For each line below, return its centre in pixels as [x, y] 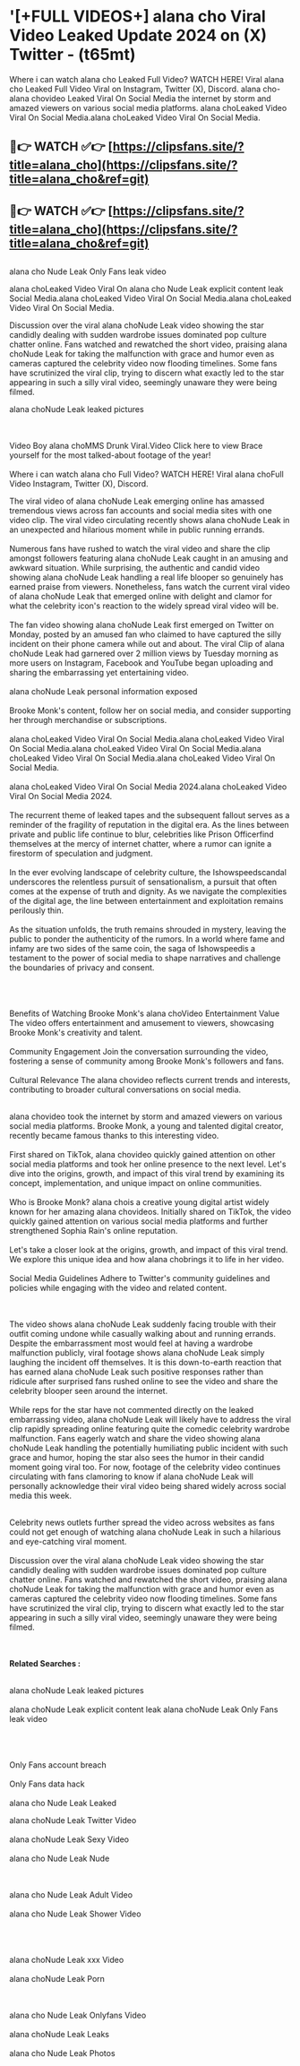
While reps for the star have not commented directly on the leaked [131, 1410]
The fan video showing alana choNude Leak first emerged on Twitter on [142, 625]
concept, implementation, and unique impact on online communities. [136, 1184]
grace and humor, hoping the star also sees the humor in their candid [137, 1458]
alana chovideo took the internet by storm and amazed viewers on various [146, 1116]
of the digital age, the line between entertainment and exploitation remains [146, 901]
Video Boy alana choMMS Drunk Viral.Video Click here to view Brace [136, 446]
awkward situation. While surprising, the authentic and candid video [135, 568]
